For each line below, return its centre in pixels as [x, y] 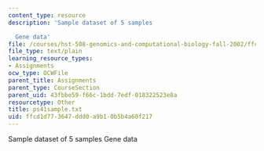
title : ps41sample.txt [45, 110]
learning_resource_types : [50, 59]
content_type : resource [47, 15]
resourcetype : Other [42, 102]
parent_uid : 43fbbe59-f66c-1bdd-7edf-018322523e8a [93, 95]
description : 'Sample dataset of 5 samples [81, 23]
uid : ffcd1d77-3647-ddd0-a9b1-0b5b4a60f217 [81, 117]
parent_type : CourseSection [54, 88]
